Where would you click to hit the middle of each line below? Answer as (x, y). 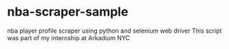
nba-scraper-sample (68, 12)
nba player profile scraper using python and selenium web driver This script (115, 31)
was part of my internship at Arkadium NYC (69, 37)
